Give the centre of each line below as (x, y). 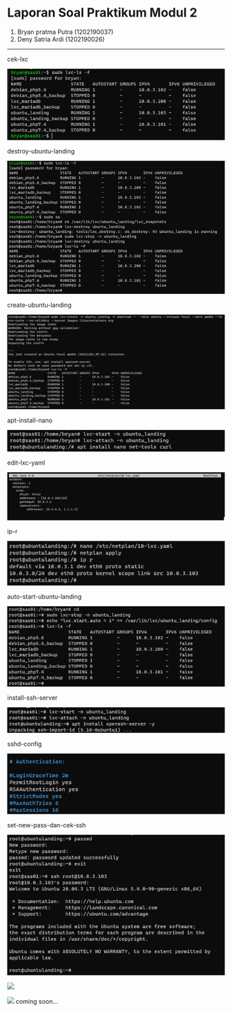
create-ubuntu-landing (39, 305)
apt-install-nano (30, 420)
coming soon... (37, 1002)
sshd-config (25, 744)
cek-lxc (18, 59)
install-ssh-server (32, 698)
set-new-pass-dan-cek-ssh (47, 825)
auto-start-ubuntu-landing (45, 597)
